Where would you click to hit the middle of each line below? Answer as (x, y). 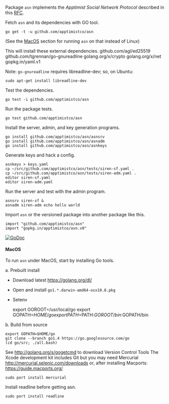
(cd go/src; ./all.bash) (31, 343)
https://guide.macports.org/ (34, 369)
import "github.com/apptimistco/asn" (45, 224)
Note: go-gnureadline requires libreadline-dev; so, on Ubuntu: (69, 71)
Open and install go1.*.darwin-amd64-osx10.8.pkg (64, 290)
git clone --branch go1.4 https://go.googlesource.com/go (67, 339)
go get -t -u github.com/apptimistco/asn (49, 32)
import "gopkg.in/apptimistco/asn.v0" (46, 228)
